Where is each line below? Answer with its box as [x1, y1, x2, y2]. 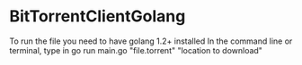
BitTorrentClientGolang [9, 6, 186, 27]
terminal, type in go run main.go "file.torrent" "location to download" [9, 45, 263, 55]
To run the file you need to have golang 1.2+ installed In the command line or [9, 36, 293, 46]
